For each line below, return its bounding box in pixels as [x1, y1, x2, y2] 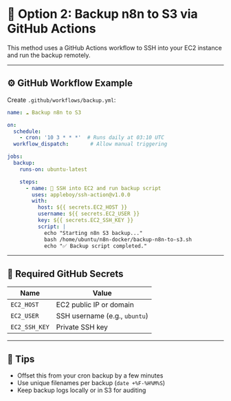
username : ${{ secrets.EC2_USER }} [37, 210, 140, 218]
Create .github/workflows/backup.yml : [7, 96, 116, 104]
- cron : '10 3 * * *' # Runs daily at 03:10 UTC [19, 134, 165, 141]
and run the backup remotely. [7, 51, 91, 59]
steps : [19, 178, 38, 185]
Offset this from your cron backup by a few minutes [16, 371, 164, 380]
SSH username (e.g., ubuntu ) [56, 311, 149, 321]
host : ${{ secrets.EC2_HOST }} [37, 204, 128, 211]
